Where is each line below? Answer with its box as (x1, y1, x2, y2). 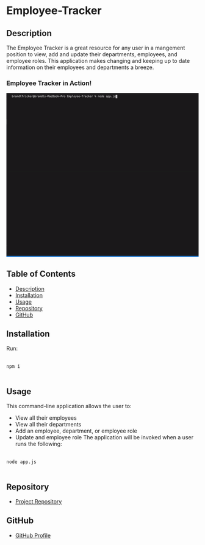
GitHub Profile (15, 532, 51, 539)
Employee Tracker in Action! (6, 79, 92, 87)
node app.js (6, 459, 37, 465)
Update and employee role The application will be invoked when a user (15, 434, 194, 441)
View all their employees (15, 414, 77, 422)
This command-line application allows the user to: (6, 403, 132, 410)
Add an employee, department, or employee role (15, 427, 137, 434)
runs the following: (15, 441, 62, 448)
